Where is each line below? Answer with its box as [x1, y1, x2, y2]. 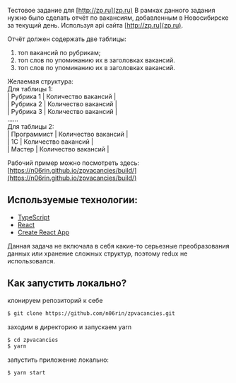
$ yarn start [7, 370, 46, 377]
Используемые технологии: [7, 194, 138, 206]
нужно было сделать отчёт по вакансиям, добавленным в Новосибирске [7, 13, 229, 22]
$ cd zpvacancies [7, 336, 59, 343]
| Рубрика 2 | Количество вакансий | [7, 100, 118, 108]
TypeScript [17, 212, 50, 222]
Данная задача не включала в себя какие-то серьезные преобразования [7, 241, 230, 250]
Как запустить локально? [7, 278, 127, 290]
